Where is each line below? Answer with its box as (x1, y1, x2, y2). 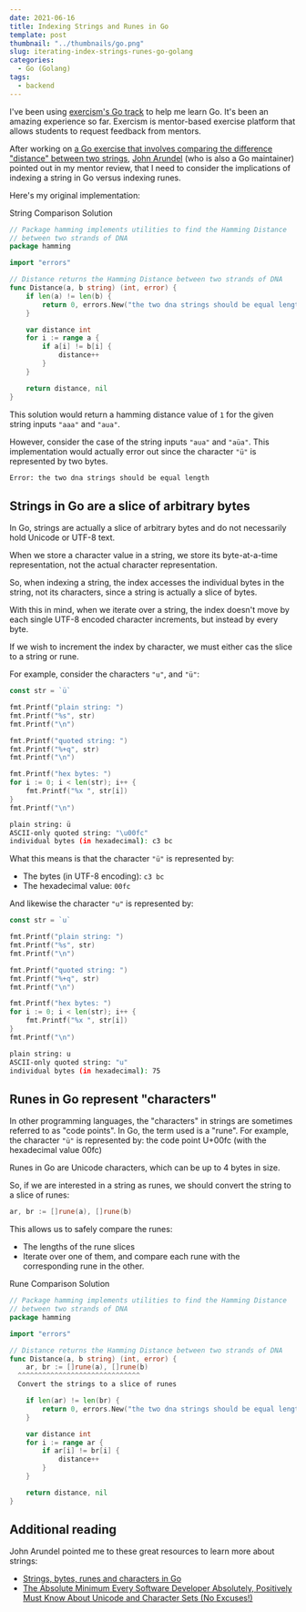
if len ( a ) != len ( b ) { (25, 291, 112, 301)
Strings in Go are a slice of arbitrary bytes (9, 498, 250, 514)
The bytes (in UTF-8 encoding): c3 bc (22, 871, 165, 882)
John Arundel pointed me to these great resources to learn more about (9, 1546, 275, 1557)
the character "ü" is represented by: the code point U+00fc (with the (9, 1135, 267, 1146)
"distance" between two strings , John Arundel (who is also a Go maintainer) (9, 152, 294, 164)
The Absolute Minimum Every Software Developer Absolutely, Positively (22, 1583, 293, 1594)
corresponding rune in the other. (22, 1260, 145, 1271)
